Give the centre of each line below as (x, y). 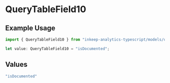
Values (16, 65)
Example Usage (30, 28)
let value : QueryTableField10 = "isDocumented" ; (57, 49)
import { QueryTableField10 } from (43, 39)
